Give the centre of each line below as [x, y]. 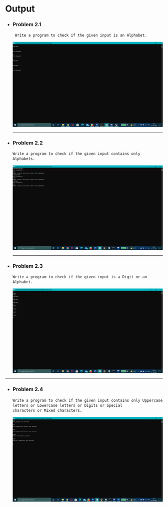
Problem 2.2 [28, 142]
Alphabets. [24, 158]
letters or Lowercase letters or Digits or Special [67, 405]
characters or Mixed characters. [47, 410]
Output [20, 9]
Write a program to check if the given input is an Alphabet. [81, 36]
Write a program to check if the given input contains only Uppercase [87, 400]
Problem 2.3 [27, 266]
